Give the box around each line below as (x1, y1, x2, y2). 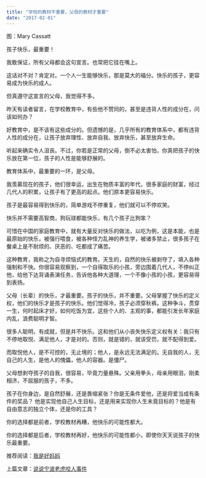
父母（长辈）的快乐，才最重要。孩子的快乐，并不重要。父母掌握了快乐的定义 (6, 291, 200, 299)
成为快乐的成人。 (11, 79, 55, 87)
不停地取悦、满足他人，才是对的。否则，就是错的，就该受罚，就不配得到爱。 (6, 335, 200, 342)
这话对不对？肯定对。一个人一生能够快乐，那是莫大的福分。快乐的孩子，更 (6, 71, 194, 79)
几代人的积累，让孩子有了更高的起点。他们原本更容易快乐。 (6, 188, 157, 195)
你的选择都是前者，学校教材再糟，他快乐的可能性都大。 (6, 418, 146, 425)
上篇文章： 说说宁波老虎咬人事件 (6, 465, 87, 472)
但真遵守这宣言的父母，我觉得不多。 (6, 92, 98, 99)
